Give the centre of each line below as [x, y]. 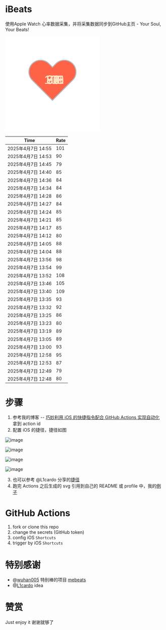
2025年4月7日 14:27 [29, 204]
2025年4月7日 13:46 [29, 284]
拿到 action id [27, 424]
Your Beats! [17, 29]
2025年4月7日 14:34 [29, 188]
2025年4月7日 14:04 [29, 252]
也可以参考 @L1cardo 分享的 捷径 [46, 480]
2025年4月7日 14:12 [29, 236]
